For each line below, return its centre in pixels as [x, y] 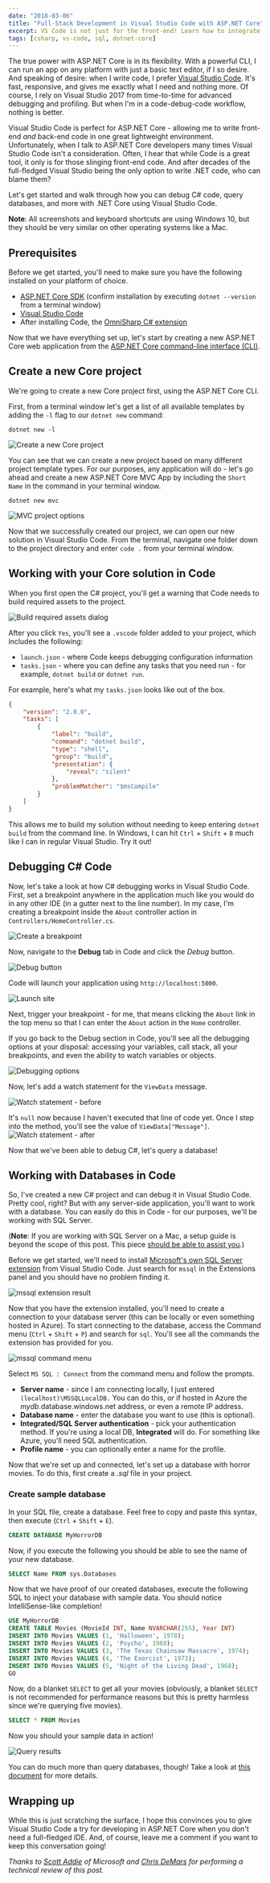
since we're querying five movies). [65, 1706]
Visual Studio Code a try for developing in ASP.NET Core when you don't [129, 1829]
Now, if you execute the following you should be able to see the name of [128, 1551]
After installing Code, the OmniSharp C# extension [103, 322]
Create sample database [57, 1494]
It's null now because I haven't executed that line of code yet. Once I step [131, 1117]
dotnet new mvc [34, 501]
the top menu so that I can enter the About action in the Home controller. [125, 1022]
